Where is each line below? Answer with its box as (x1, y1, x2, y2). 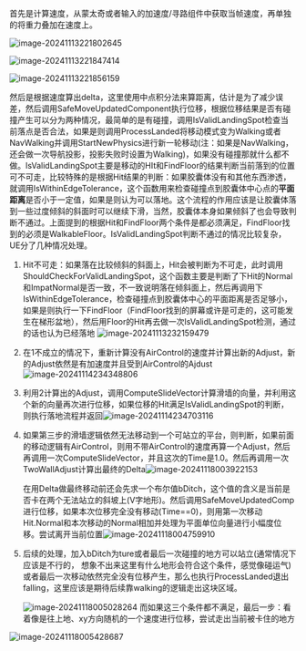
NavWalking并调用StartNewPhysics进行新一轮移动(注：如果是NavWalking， (9, 138, 294, 148)
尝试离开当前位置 (38, 529, 103, 540)
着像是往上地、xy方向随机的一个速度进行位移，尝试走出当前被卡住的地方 (22, 614, 296, 624)
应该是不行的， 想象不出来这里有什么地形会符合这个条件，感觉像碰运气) (22, 560, 291, 570)
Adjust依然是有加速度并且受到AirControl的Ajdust (30, 358, 213, 369)
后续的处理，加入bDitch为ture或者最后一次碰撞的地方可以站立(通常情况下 (22, 548, 297, 559)
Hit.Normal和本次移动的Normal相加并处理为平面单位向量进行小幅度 (22, 518, 275, 528)
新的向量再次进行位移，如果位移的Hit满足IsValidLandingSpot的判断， (30, 399, 290, 409)
